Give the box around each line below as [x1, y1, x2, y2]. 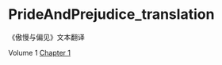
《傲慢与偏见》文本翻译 [8, 32, 85, 42]
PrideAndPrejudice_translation [8, 5, 215, 23]
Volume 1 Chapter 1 [8, 48, 71, 57]
